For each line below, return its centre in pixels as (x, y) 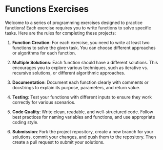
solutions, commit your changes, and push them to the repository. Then (84, 137)
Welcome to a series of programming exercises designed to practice (74, 23)
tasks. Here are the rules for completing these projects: (61, 33)
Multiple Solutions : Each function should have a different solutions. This (85, 62)
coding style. (25, 122)
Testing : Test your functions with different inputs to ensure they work (82, 97)
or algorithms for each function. (44, 53)
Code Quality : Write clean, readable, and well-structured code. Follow (83, 112)
